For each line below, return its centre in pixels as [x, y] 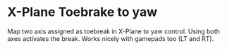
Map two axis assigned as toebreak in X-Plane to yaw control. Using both [114, 31]
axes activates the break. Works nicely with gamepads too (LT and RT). [111, 38]
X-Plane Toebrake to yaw [82, 12]
